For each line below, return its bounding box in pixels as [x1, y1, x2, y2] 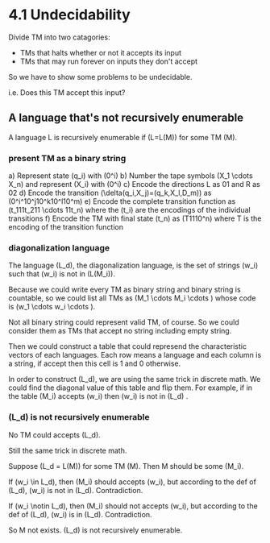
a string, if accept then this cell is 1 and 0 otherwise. [8, 359, 181, 368]
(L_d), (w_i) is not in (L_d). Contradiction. [8, 485, 143, 495]
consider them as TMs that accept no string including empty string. [8, 326, 232, 336]
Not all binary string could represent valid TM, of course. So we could [8, 317, 239, 327]
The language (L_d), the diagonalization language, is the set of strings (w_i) [8, 260, 259, 271]
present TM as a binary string [8, 152, 127, 164]
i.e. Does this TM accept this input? [8, 87, 126, 97]
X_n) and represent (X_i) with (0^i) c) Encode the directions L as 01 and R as [8, 180, 260, 189]
